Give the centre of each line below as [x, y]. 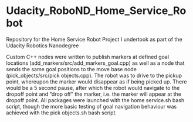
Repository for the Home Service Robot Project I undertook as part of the [94, 39]
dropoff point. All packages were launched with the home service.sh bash [95, 100]
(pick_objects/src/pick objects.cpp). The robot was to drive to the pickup [94, 75]
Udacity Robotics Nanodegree [43, 46]
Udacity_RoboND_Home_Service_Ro [96, 11]
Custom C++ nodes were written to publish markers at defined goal [87, 57]
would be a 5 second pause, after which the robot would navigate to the [93, 88]
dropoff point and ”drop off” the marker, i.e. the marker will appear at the [94, 94]
